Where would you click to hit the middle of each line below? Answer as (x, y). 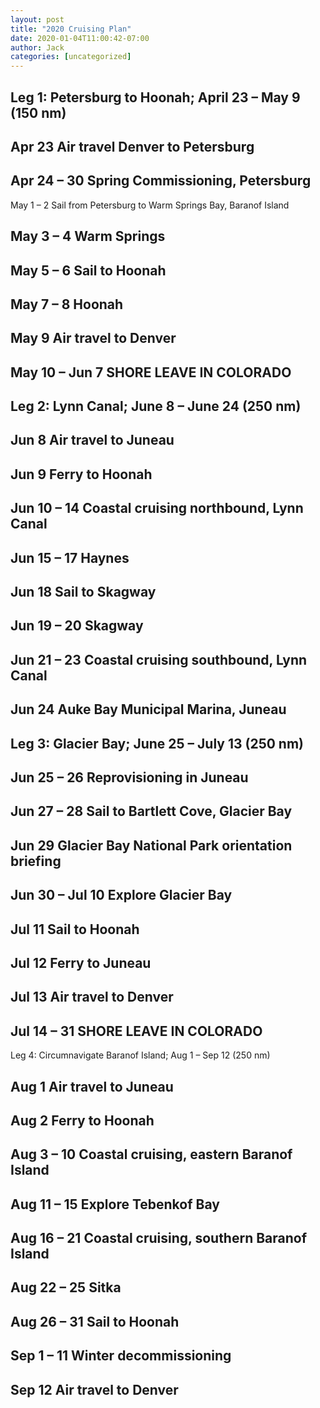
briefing (36, 861)
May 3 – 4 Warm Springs (88, 236)
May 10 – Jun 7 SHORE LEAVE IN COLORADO (151, 372)
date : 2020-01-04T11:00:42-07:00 (80, 38)
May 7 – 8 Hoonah (67, 304)
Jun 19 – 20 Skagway (77, 626)
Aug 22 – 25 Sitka (66, 1287)
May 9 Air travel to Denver (93, 338)
